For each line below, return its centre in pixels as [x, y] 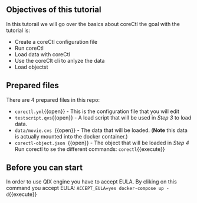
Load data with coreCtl [42, 54]
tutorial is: [18, 30]
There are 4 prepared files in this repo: [53, 99]
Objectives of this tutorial [54, 10]
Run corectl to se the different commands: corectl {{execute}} [90, 149]
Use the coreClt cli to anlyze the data [60, 60]
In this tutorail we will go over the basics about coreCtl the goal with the [93, 24]
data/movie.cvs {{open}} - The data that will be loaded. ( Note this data [101, 130]
